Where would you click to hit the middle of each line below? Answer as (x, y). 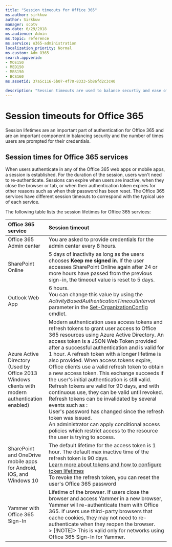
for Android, (22, 468)
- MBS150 (15, 72)
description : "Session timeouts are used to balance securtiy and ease (83, 91)
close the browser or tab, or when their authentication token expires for (81, 186)
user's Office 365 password (82, 484)
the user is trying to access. (82, 437)
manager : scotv (21, 24)
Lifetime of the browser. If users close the (99, 492)
